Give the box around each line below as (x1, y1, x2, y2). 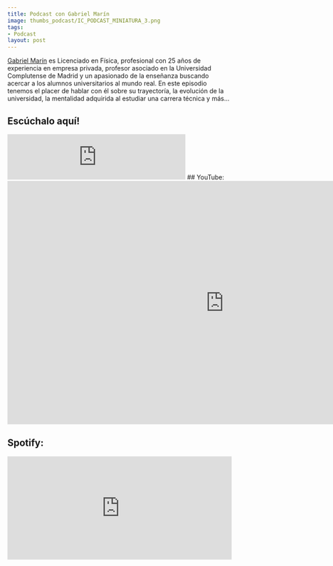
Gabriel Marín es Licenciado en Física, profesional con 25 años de (7, 56, 201, 65)
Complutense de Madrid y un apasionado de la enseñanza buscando (7, 72, 209, 80)
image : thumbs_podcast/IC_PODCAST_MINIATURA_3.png (7, 17, 161, 24)
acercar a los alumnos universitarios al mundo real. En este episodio (7, 79, 208, 88)
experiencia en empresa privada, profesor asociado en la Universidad (7, 64, 212, 73)
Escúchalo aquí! (7, 115, 80, 127)
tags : (7, 23, 23, 31)
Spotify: (7, 437, 44, 449)
